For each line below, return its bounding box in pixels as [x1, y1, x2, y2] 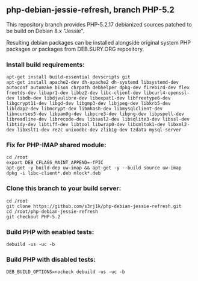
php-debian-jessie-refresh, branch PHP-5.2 [6, 5, 175, 15]
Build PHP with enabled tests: [6, 227, 94, 236]
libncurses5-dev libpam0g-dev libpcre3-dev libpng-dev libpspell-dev [6, 111, 185, 117]
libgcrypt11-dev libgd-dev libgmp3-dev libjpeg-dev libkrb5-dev [6, 101, 171, 107]
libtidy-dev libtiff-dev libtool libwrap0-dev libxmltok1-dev [6, 122, 166, 128]
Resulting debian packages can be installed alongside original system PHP [6, 39, 191, 46]
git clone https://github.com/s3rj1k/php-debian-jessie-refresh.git [6, 203, 182, 209]
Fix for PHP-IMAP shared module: [6, 141, 107, 150]
